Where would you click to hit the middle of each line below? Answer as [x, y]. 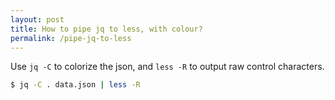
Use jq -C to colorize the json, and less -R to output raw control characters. [167, 67]
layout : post [37, 19]
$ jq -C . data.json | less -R [75, 85]
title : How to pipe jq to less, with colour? [106, 29]
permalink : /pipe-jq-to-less [71, 38]
